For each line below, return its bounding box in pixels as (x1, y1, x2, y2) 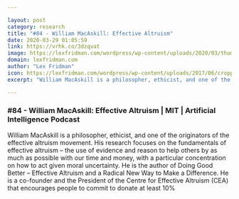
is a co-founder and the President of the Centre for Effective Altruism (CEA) (7, 176, 229, 185)
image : (7, 50, 27, 57)
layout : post (7, 16, 46, 23)
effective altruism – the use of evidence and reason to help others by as (7, 146, 218, 154)
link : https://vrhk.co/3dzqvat (7, 43, 100, 50)
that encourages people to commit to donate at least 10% (7, 183, 176, 192)
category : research (7, 23, 65, 31)
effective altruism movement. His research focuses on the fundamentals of (7, 138, 227, 146)
